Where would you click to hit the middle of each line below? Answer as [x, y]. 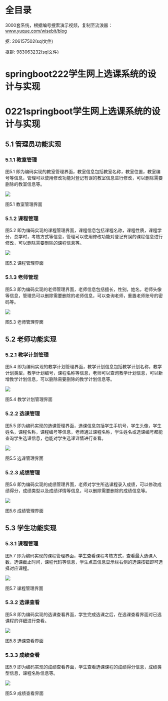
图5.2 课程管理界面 [24, 263]
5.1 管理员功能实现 [33, 144]
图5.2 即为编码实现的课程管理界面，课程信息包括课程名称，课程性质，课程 [81, 230]
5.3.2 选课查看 [22, 603]
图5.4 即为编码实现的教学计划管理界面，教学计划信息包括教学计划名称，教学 [83, 367]
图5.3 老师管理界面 [24, 322]
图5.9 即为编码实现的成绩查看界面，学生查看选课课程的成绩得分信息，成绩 [81, 667]
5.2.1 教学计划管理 [27, 355]
